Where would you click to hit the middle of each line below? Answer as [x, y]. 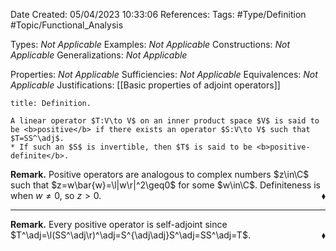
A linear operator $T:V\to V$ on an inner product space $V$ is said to [165, 121]
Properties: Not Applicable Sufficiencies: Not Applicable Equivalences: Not [164, 74]
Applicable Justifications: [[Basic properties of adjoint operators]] [145, 85]
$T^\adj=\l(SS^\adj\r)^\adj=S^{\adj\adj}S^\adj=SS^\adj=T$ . [130, 235]
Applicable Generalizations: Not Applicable [99, 55]
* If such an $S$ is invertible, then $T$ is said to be [131, 147]
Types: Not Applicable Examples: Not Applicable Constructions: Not [150, 44]
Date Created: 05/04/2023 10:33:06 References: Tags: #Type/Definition [158, 14]
